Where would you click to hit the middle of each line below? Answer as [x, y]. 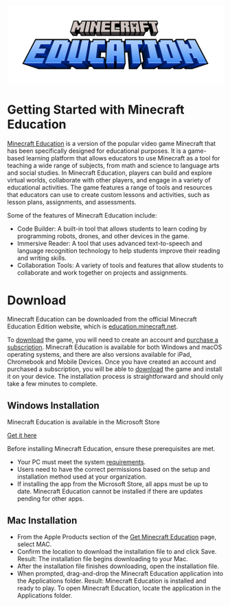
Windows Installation [53, 405]
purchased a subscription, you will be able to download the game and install [115, 369]
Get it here [22, 435]
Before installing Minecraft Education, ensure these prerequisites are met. [111, 449]
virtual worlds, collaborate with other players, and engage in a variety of [109, 180]
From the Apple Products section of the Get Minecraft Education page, [117, 537]
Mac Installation [42, 520]
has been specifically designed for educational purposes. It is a [97, 151]
